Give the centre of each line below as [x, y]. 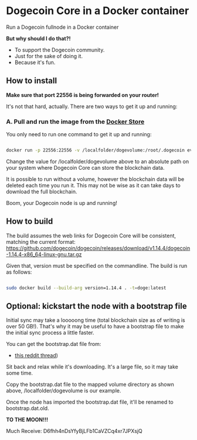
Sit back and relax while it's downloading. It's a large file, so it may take [92, 367]
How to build [30, 221]
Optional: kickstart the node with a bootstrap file [96, 306]
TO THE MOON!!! [27, 420]
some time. [20, 373]
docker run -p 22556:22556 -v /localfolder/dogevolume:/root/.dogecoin [95, 150]
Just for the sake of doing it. [49, 56]
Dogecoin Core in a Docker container [98, 11]
